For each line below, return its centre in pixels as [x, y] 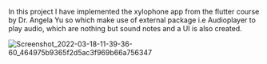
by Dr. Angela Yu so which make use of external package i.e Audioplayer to [132, 20]
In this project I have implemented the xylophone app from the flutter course [134, 12]
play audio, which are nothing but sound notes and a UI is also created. [125, 28]
